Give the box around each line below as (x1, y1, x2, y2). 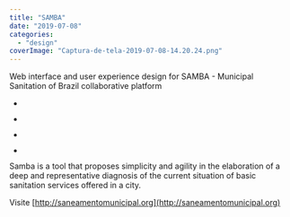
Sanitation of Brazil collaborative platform (9, 81, 163, 91)
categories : (9, 30, 54, 39)
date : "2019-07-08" (9, 22, 83, 30)
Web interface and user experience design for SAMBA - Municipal (9, 71, 254, 82)
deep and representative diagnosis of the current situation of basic (9, 170, 257, 181)
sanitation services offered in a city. (9, 180, 142, 191)
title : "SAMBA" (9, 13, 66, 22)
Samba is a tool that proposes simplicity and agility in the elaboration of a (9, 161, 281, 171)
